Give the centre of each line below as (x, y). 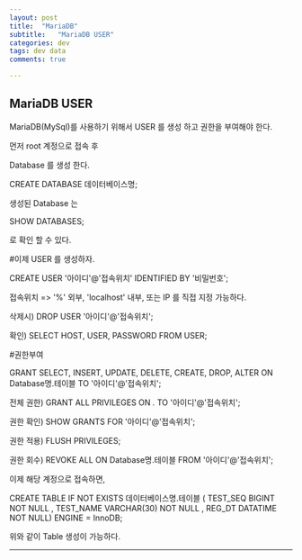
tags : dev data (38, 51)
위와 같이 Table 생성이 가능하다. (65, 536)
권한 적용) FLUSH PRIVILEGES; (65, 440)
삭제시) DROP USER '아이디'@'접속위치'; (81, 316)
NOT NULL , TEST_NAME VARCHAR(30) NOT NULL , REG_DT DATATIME (143, 508)
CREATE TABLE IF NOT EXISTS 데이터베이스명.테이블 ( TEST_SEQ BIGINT (142, 498)
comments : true (38, 59)
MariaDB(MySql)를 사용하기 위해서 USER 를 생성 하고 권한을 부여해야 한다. (141, 126)
